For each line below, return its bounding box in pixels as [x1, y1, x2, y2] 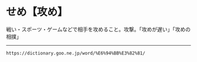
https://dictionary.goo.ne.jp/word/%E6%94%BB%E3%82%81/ [6, 50, 145, 56]
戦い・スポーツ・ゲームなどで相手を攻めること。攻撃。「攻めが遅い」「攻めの [6, 26, 191, 33]
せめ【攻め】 [6, 5, 69, 19]
